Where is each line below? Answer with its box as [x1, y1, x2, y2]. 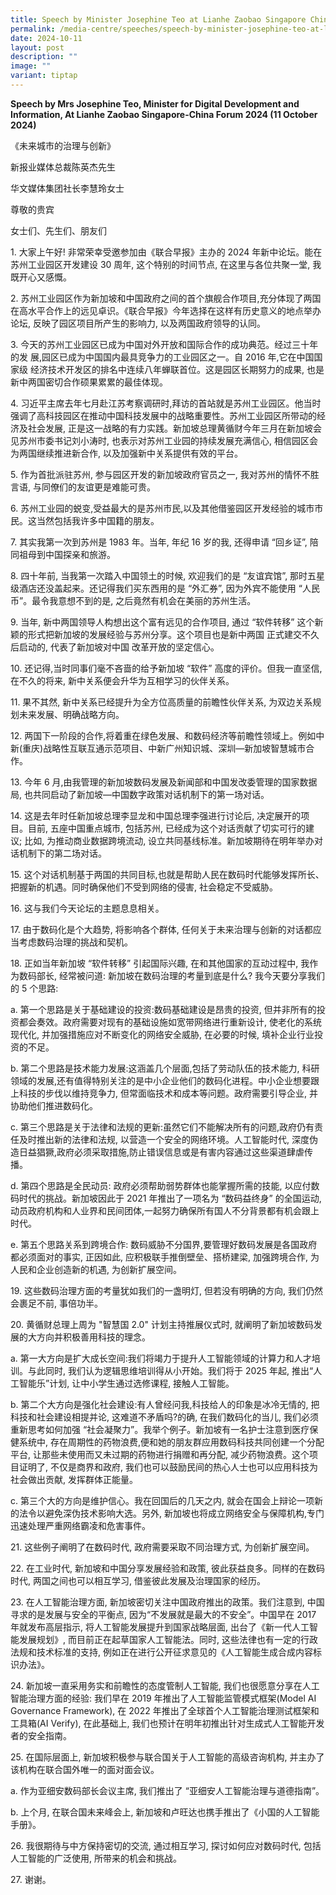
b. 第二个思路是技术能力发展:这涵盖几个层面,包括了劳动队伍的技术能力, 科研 [10, 1062, 320, 1074]
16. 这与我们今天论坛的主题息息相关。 [10, 902, 165, 914]
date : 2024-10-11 [10, 33, 83, 43]
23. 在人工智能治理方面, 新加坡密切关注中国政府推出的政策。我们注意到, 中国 [10, 1596, 325, 1608]
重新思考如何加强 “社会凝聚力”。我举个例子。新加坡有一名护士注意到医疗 [10, 1423, 310, 1435]
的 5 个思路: [10, 982, 59, 994]
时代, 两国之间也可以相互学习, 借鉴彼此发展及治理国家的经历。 [10, 1574, 266, 1586]
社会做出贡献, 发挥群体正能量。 [10, 1473, 138, 1485]
